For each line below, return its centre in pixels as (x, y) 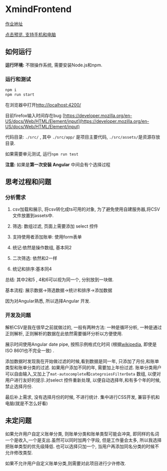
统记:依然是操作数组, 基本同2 (42, 248)
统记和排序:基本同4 (32, 269)
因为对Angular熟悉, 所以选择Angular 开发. (48, 301)
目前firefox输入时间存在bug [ (35, 115)
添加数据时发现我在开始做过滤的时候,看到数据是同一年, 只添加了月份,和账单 (82, 361)
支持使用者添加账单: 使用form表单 (47, 237)
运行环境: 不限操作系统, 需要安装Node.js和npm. (54, 65)
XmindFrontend (38, 9)
